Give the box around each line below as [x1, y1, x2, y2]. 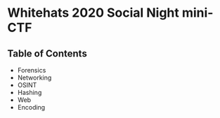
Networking [17, 73, 52, 82]
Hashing [17, 89, 42, 96]
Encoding [17, 103, 46, 111]
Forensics [17, 66, 46, 74]
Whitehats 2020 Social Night [7, 5, 179, 21]
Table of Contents [7, 47, 88, 59]
